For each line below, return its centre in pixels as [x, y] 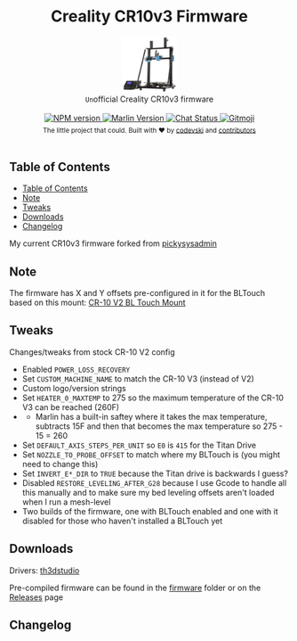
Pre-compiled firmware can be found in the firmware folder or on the [135, 588]
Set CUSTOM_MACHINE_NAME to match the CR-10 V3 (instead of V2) [138, 378]
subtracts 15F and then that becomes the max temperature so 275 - [159, 426]
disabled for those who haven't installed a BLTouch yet [122, 521]
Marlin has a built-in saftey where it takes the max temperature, [151, 416]
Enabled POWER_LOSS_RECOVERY [76, 369]
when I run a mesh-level [66, 502]
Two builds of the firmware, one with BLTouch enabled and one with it [150, 511]
